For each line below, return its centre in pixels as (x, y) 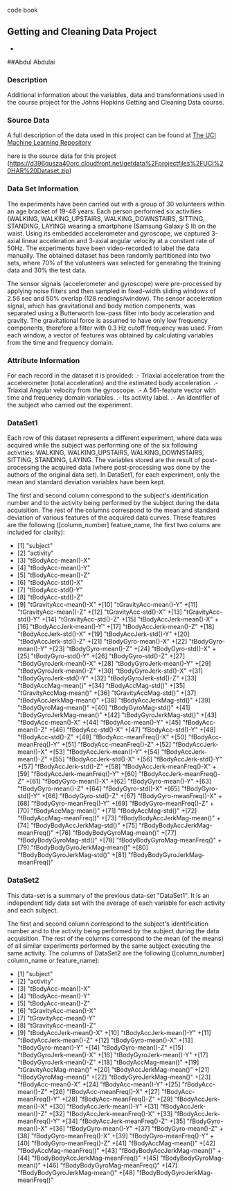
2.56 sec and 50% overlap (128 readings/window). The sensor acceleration (115, 298)
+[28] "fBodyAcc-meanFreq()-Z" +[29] (117, 1099)
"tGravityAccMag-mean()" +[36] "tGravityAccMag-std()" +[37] (107, 693)
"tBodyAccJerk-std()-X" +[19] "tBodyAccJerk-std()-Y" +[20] (103, 634)
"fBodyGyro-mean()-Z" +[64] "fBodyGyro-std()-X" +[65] (98, 788)
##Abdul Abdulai (31, 62)
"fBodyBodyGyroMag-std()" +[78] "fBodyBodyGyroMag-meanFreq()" (117, 840)
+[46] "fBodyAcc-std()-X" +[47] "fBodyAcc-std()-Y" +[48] (132, 730)
